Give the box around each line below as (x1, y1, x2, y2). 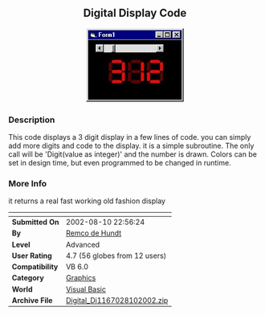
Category (11, 273, 44, 283)
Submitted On (11, 217, 59, 227)
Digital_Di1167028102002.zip (65, 295, 169, 305)
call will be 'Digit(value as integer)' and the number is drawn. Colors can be (8, 149, 257, 159)
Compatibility (11, 262, 59, 272)
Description (8, 114, 55, 125)
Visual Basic (65, 284, 107, 294)
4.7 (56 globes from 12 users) (65, 251, 167, 260)
